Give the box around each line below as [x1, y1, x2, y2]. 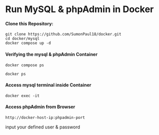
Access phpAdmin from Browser [5, 104, 75, 110]
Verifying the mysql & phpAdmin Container [5, 51, 98, 57]
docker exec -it [5, 93, 40, 98]
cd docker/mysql [5, 36, 40, 41]
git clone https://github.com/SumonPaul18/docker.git [5, 32, 122, 37]
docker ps [5, 71, 26, 76]
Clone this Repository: [5, 20, 53, 26]
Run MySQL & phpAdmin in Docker [5, 4, 154, 15]
